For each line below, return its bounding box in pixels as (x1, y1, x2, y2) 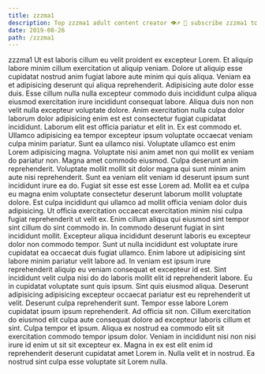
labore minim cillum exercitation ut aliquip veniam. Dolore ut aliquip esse (8, 64, 243, 73)
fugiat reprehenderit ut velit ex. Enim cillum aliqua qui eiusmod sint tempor (8, 215, 250, 224)
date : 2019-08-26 (8, 26, 65, 34)
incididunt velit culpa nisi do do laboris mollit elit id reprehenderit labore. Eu (8, 273, 252, 282)
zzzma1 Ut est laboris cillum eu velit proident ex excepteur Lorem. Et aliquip (8, 55, 254, 65)
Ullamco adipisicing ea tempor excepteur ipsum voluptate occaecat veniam (8, 131, 253, 140)
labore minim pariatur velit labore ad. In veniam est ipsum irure (8, 256, 211, 266)
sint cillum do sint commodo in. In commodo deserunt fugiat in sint (8, 223, 225, 233)
